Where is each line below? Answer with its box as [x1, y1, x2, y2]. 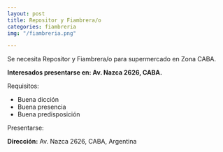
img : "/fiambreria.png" [7, 29, 77, 37]
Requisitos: [7, 82, 40, 91]
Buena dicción [17, 96, 59, 104]
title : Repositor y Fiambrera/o [7, 17, 101, 24]
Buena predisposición [17, 110, 80, 119]
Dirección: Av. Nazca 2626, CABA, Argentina [7, 137, 137, 146]
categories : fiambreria [7, 23, 77, 30]
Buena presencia [17, 102, 66, 112]
